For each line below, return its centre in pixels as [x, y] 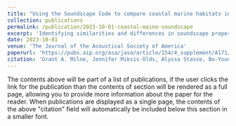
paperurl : [22, 53]
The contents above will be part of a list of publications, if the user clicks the [118, 79]
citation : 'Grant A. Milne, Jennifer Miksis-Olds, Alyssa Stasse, [106, 59]
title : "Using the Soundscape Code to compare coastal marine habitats [114, 14]
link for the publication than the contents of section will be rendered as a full [117, 86]
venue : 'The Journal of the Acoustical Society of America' [97, 46]
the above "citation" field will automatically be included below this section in [117, 108]
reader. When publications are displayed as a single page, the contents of [114, 101]
